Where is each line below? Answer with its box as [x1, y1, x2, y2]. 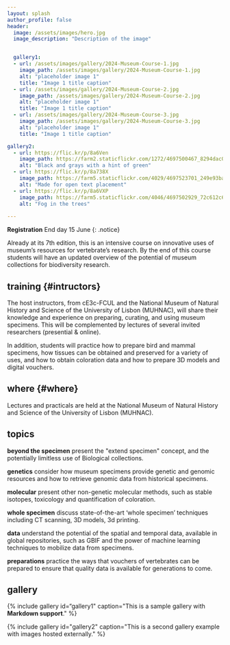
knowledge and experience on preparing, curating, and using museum [7, 313, 205, 321]
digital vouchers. [7, 363, 55, 371]
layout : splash [7, 10, 51, 17]
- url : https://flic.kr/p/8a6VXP [13, 187, 109, 194]
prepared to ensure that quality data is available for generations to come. [7, 564, 213, 572]
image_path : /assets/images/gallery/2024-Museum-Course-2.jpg [19, 92, 201, 99]
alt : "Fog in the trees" [19, 200, 90, 207]
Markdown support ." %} [7, 609, 77, 618]
